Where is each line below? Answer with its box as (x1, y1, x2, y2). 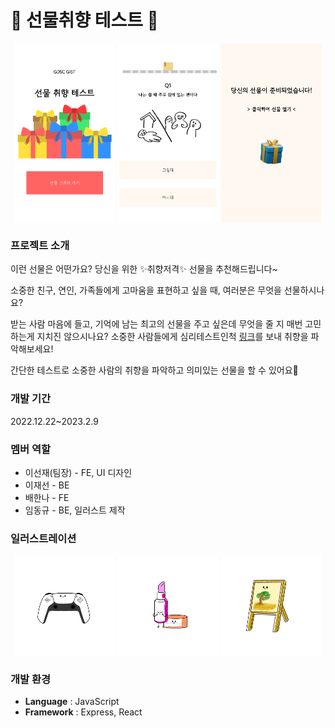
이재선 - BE (24, 479, 70, 491)
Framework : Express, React (24, 706, 143, 718)
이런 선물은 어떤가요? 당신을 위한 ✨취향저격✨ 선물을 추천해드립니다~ (10, 263, 278, 275)
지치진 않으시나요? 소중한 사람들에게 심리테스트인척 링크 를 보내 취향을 (36, 331, 309, 343)
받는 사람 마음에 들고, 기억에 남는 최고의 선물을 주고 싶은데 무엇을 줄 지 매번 (10, 318, 303, 330)
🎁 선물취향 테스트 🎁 (10, 9, 159, 32)
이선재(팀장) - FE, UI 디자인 (24, 467, 133, 479)
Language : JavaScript (24, 695, 120, 707)
